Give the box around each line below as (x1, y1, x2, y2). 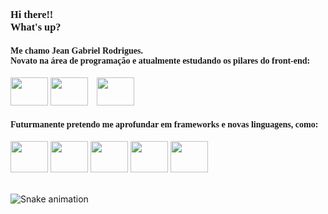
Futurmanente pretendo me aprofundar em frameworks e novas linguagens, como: (10, 119, 319, 130)
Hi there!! (10, 8, 54, 21)
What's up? (10, 20, 62, 33)
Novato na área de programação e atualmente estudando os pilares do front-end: (10, 55, 311, 66)
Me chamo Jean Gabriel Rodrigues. (10, 45, 143, 56)
